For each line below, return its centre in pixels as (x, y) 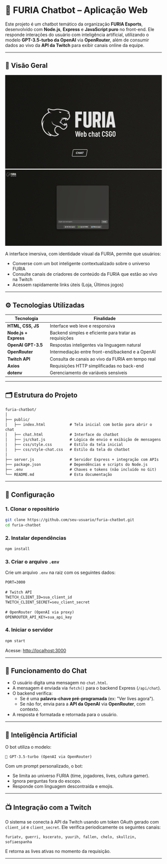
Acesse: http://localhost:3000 (36, 650)
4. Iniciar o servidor (29, 630)
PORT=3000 (15, 582)
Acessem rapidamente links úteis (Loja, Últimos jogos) (68, 285)
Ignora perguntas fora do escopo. (47, 781)
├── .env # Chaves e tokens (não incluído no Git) (81, 470)
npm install (17, 549)
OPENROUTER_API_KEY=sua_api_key (39, 617)
